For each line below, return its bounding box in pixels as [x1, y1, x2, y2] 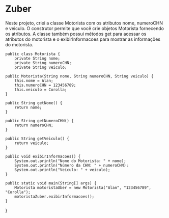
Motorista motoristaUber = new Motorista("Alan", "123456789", [14, 185, 152, 190]
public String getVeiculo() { [5, 136, 70, 141]
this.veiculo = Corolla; [14, 87, 67, 92]
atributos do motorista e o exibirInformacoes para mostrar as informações [5, 36, 160, 42]
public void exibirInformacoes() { [5, 154, 81, 159]
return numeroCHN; [14, 123, 53, 128]
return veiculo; [14, 141, 49, 146]
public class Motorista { [5, 51, 60, 57]
